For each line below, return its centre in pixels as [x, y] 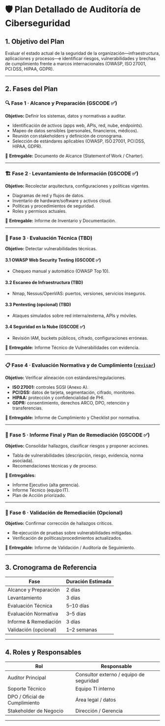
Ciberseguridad [38, 23]
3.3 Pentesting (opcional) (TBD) [38, 305]
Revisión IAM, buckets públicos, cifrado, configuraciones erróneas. [80, 338]
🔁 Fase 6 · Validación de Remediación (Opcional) [64, 513]
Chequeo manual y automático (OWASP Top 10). [61, 271]
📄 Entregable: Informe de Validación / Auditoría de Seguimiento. [70, 547]
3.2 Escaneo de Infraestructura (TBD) [44, 283]
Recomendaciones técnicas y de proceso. [55, 465]
